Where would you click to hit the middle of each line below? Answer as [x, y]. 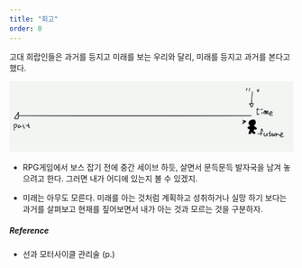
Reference [29, 230]
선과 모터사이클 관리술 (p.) [69, 254]
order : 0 [26, 28]
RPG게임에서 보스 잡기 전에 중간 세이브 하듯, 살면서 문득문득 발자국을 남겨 [151, 167]
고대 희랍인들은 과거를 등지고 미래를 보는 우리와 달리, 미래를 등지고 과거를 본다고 [150, 56]
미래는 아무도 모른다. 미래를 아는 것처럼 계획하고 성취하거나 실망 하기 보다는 [155, 198]
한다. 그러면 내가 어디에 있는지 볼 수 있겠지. [122, 179]
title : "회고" [34, 19]
